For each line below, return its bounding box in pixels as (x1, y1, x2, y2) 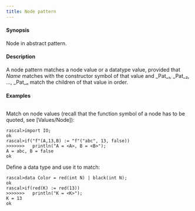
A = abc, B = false (6, 148, 54, 154)
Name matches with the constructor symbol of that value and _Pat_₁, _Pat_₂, (6, 73, 190, 80)
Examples (6, 92, 31, 99)
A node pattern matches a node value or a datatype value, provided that (6, 66, 181, 73)
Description (6, 53, 36, 60)
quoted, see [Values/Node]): (6, 117, 75, 124)
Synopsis (6, 27, 30, 34)
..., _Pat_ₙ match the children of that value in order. (6, 79, 128, 86)
